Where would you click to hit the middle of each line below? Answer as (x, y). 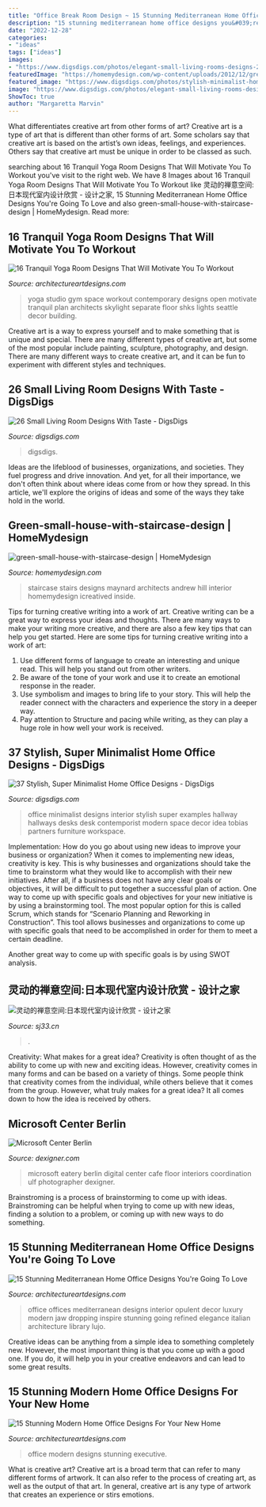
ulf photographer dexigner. (71, 1182)
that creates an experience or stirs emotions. (81, 1494)
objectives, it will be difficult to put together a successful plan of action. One (133, 889)
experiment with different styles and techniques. (87, 364)
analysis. (23, 963)
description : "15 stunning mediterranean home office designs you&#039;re (134, 23)
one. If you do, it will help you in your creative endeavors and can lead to (127, 1358)
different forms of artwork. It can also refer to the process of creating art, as (132, 1478)
